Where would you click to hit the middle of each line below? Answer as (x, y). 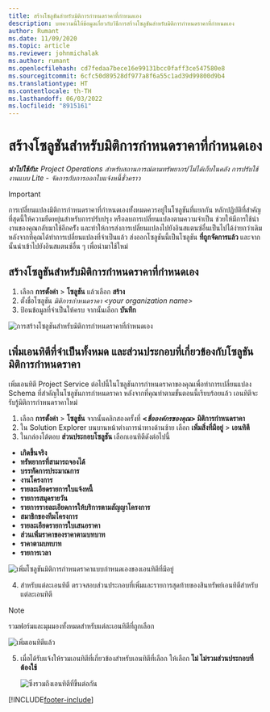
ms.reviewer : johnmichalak (54, 53)
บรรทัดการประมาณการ (50, 470)
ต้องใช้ (29, 667)
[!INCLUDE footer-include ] (51, 699)
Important (25, 194)
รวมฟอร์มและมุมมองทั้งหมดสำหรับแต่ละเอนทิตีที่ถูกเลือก (81, 626)
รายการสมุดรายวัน (44, 498)
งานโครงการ (36, 480)
